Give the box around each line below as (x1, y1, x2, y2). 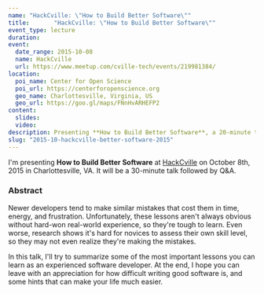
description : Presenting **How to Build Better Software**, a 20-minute (8, 128, 251, 136)
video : (15, 121, 37, 129)
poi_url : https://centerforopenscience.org (15, 84, 159, 93)
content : (8, 107, 37, 115)
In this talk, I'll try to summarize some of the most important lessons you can (8, 252, 255, 261)
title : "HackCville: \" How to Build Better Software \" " (8, 19, 216, 27)
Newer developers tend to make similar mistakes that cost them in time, (8, 203, 240, 212)
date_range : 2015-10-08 (15, 48, 93, 56)
